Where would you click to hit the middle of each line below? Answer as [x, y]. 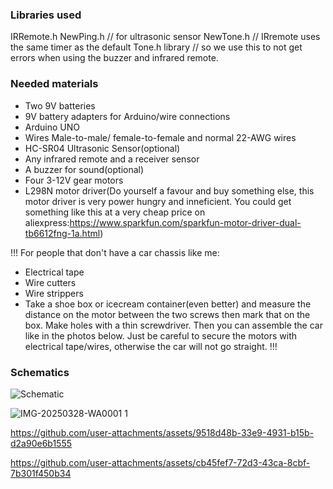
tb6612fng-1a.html [62, 233]
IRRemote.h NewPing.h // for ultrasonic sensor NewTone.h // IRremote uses [165, 37]
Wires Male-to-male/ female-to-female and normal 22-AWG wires [160, 137]
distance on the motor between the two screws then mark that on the [167, 314]
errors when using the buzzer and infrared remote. [114, 58]
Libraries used [46, 15]
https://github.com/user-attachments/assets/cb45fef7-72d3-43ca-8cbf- [160, 462]
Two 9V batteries [60, 105]
